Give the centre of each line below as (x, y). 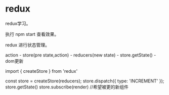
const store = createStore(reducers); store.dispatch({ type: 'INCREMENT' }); (85, 81)
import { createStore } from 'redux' (41, 71)
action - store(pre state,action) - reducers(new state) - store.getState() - (81, 55)
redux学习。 (18, 23)
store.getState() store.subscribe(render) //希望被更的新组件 (67, 87)
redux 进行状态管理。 (27, 45)
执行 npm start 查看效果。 (32, 34)
